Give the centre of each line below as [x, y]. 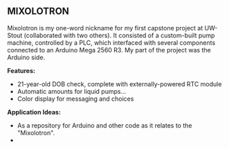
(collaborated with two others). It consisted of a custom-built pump [119, 35]
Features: [21, 70]
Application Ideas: [34, 112]
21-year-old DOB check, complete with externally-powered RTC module [119, 84]
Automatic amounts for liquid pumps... [72, 91]
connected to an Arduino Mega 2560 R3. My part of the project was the [109, 50]
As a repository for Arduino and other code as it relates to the [104, 125]
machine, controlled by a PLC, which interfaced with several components [111, 42]
